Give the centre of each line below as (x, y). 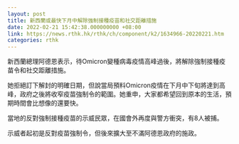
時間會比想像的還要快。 (48, 103)
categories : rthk (33, 40)
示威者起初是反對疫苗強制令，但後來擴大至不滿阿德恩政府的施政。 (104, 133)
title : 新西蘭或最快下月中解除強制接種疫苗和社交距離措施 (82, 21)
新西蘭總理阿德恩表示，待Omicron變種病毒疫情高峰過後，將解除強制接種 (113, 62)
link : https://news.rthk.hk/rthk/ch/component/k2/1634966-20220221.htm (116, 34)
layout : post (27, 14)
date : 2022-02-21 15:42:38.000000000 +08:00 (74, 27)
